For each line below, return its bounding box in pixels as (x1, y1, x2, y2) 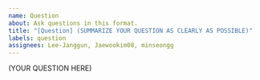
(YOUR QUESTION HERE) (8, 63, 92, 73)
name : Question (8, 11, 59, 20)
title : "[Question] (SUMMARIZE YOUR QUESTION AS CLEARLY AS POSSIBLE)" (8, 26, 253, 34)
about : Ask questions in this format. (8, 19, 138, 27)
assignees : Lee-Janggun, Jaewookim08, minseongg (8, 42, 174, 50)
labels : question (8, 34, 67, 42)
